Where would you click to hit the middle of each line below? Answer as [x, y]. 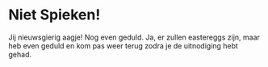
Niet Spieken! [54, 15]
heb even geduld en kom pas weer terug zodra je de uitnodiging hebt [123, 45]
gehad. [20, 54]
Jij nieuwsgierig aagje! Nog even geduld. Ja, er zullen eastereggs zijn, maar [134, 37]
